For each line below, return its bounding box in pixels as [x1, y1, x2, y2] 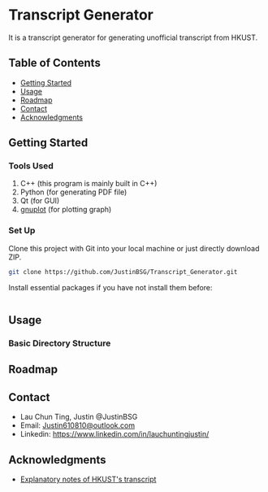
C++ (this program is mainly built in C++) [19, 179, 158, 189]
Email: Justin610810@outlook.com [19, 420, 136, 430]
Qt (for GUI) [19, 196, 60, 206]
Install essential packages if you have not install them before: [8, 282, 213, 292]
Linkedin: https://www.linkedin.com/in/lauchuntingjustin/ [19, 429, 210, 439]
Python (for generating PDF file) [19, 187, 128, 197]
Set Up [8, 225, 36, 237]
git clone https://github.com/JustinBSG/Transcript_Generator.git [8, 268, 238, 276]
